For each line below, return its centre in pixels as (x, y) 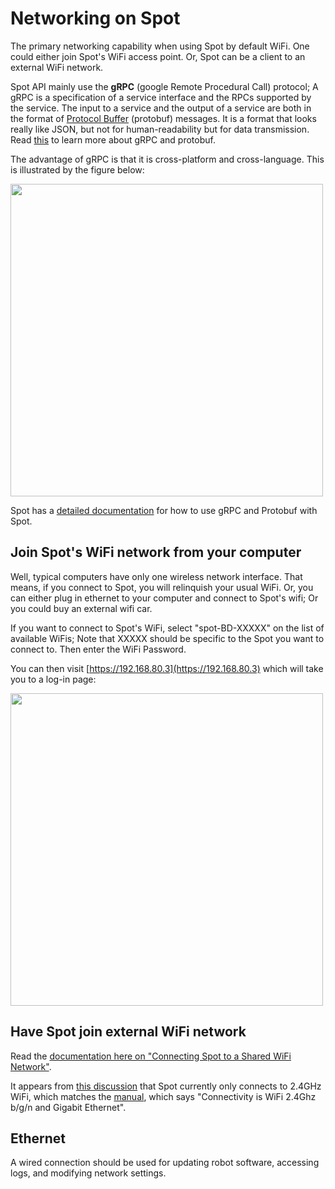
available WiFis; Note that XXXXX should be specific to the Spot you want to (167, 638)
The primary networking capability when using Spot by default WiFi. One (160, 46)
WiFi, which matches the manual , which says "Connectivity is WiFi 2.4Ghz (163, 1096)
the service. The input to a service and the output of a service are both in (161, 108)
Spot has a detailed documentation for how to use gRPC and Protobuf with (164, 510)
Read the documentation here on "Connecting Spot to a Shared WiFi (151, 1056)
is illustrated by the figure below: (77, 169)
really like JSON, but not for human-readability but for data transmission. (160, 129)
